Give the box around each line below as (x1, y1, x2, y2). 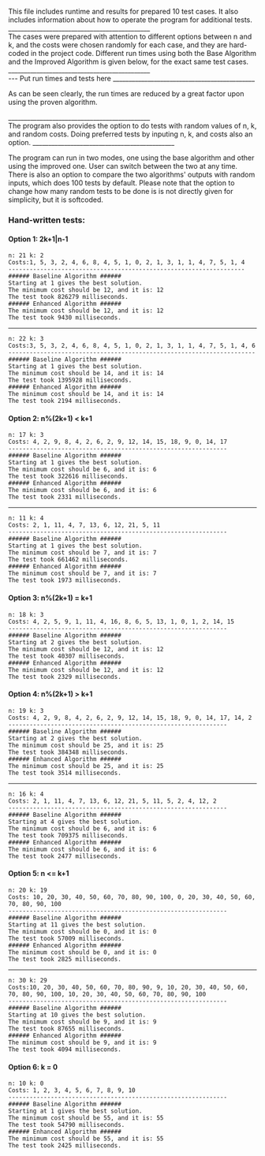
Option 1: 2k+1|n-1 (8, 234, 69, 244)
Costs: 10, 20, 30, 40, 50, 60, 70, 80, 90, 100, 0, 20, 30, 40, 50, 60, (8, 893, 256, 901)
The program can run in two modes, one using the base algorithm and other (8, 153, 255, 162)
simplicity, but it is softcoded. (8, 195, 104, 204)
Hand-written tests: (8, 214, 85, 226)
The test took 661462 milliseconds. (8, 556, 129, 564)
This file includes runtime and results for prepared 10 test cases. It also (8, 7, 239, 16)
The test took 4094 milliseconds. (8, 1045, 122, 1053)
